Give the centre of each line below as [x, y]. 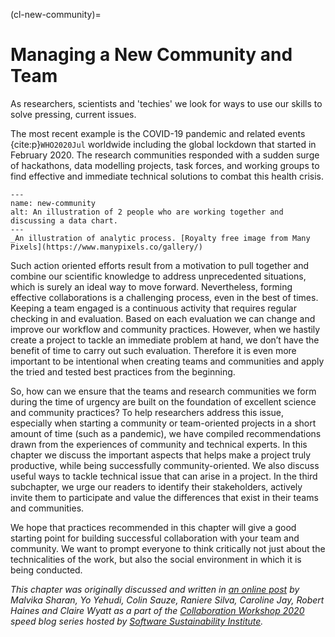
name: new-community [53, 203]
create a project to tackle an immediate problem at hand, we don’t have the [165, 340]
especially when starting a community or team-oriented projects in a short [163, 423]
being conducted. [46, 570]
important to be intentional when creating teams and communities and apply [167, 361]
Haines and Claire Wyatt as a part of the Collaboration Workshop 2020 [157, 610]
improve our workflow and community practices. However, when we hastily [165, 329]
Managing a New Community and [151, 55]
